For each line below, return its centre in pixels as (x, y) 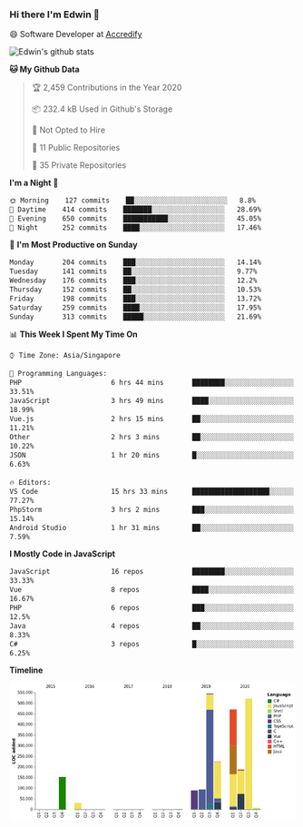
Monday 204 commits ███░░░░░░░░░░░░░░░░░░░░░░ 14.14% (135, 262)
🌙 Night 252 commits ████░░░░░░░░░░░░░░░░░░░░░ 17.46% (135, 228)
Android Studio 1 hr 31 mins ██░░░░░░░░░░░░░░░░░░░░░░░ (152, 528)
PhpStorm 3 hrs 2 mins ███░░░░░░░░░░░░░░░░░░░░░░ (152, 510)
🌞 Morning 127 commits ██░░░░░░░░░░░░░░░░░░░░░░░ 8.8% (133, 201)
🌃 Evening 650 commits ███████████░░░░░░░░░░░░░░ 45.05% (135, 219)
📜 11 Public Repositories (76, 148)
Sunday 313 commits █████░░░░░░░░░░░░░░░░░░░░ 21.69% (135, 317)
